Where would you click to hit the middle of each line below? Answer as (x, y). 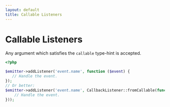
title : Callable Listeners (34, 15)
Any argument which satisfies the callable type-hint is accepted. (73, 53)
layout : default (22, 10)
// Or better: (20, 85)
